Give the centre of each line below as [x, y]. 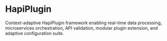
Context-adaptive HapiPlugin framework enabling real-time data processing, [83, 23]
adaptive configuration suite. [35, 33]
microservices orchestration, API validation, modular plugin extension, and [82, 28]
